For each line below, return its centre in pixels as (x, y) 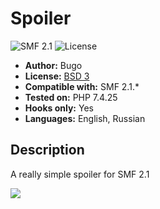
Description (47, 150)
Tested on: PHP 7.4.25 (71, 97)
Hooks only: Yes (59, 108)
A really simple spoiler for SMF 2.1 (80, 174)
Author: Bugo (53, 65)
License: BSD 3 (57, 76)
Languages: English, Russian (85, 118)
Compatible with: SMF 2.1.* (82, 86)
